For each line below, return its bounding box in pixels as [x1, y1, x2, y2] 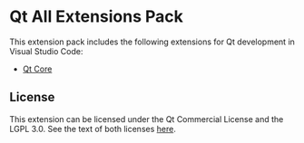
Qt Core [22, 63, 53, 74]
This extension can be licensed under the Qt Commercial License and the [9, 113, 284, 124]
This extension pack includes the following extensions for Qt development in [9, 36, 295, 47]
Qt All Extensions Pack [9, 6, 184, 27]
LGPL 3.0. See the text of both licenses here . [9, 123, 177, 134]
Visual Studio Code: [9, 45, 83, 56]
